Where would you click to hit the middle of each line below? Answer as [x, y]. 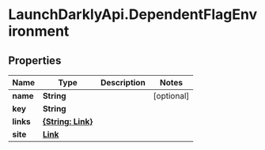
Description [123, 82]
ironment [39, 31]
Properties [35, 60]
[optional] [171, 96]
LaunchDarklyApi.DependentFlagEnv [133, 15]
